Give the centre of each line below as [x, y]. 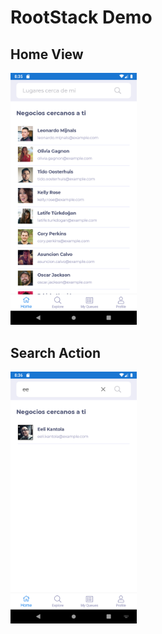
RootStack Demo [81, 17]
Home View [47, 54]
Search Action [55, 352]
